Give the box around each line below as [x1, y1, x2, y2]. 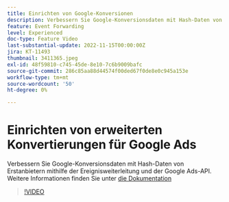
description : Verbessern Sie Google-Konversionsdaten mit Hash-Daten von [7, 16, 223, 23]
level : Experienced [7, 29, 63, 36]
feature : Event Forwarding [7, 23, 84, 30]
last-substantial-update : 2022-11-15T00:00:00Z [7, 42, 146, 49]
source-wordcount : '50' [7, 80, 75, 87]
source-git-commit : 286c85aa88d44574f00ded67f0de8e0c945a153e [7, 67, 189, 74]
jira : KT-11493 [7, 49, 51, 56]
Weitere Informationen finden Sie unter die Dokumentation [7, 175, 172, 183]
